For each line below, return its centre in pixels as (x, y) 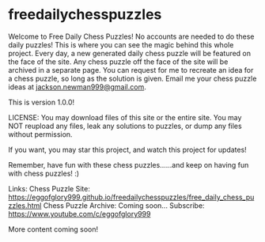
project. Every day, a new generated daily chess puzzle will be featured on (130, 53)
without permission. (40, 134)
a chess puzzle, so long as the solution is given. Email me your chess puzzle (132, 78)
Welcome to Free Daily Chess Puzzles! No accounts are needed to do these (131, 36)
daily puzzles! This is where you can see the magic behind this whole (121, 44)
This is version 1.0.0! (42, 102)
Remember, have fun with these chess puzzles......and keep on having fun (129, 164)
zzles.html (25, 205)
